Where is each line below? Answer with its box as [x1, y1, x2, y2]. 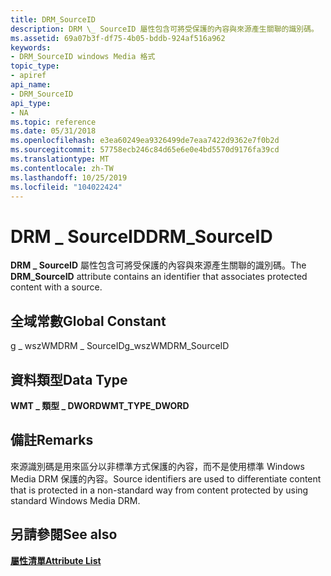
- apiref [10, 71, 47, 81]
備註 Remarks [10, 432, 94, 449]
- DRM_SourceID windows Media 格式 [10, 52, 156, 62]
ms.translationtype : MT [10, 154, 110, 164]
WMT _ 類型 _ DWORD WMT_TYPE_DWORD [10, 399, 190, 411]
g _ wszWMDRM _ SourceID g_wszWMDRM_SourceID [10, 340, 230, 352]
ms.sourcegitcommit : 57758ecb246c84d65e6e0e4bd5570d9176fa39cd [10, 145, 280, 155]
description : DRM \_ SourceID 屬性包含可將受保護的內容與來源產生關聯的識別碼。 [10, 24, 319, 34]
